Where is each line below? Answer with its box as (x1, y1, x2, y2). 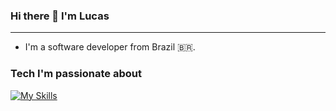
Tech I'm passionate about (10, 67, 142, 81)
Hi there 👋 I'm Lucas (10, 9, 110, 23)
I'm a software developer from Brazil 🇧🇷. (24, 41, 196, 53)
